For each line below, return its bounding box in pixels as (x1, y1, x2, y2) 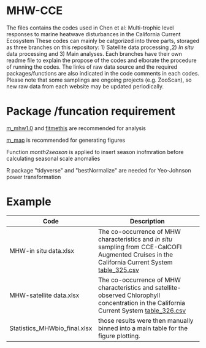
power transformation (6, 173, 61, 180)
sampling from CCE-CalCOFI (97, 242, 182, 251)
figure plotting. (97, 331, 141, 340)
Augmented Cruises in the (97, 250, 174, 258)
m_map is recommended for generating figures (6, 136, 126, 144)
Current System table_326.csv (97, 306, 186, 315)
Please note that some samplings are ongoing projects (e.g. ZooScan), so (6, 76, 192, 83)
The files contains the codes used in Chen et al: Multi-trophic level (6, 24, 174, 31)
